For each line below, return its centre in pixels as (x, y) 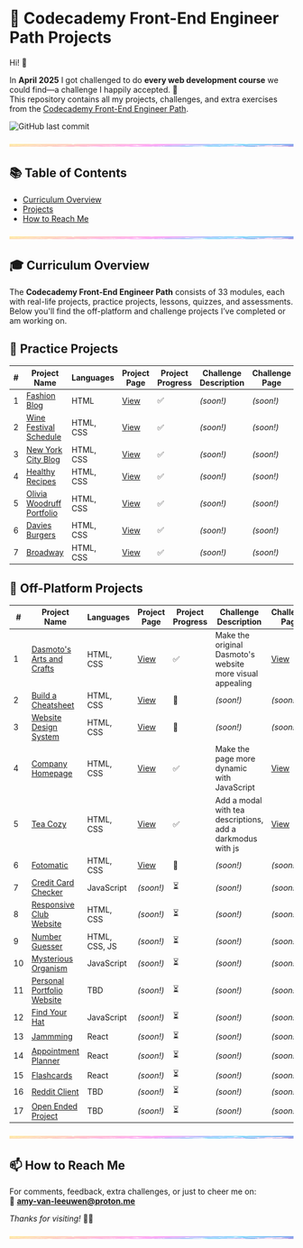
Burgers (41, 535)
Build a (44, 695)
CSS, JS (102, 946)
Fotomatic (50, 866)
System (46, 737)
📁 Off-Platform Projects (76, 588)
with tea (230, 810)
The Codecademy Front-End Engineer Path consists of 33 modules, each (147, 291)
